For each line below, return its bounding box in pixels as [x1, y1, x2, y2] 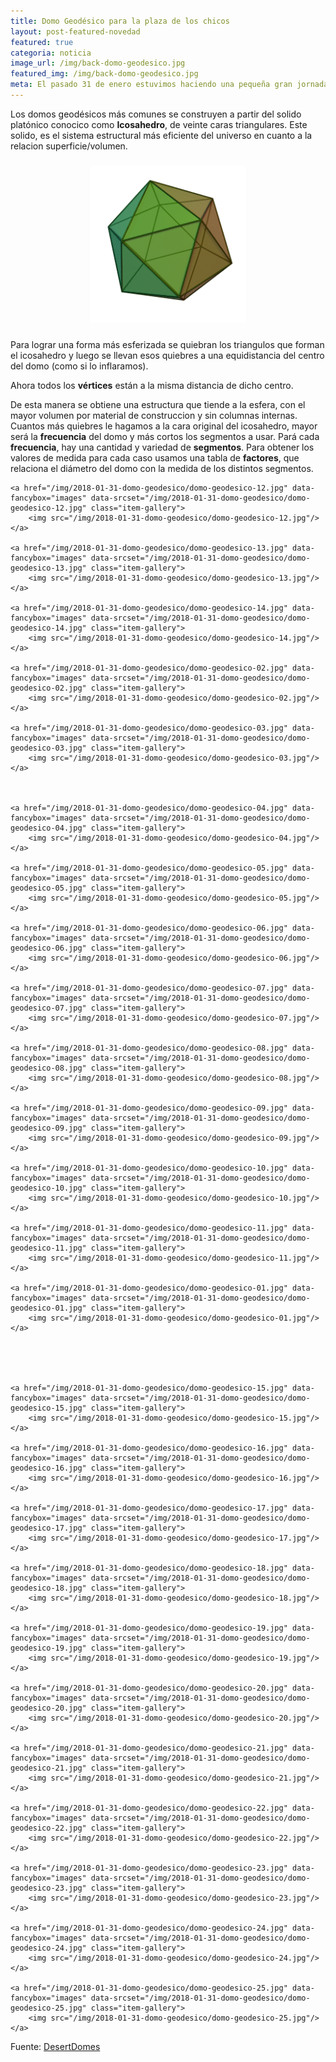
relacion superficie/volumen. [10, 140, 128, 152]
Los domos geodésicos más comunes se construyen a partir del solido [10, 108, 302, 120]
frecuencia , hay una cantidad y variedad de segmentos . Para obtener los [10, 441, 315, 453]
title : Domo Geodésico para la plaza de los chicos [10, 16, 230, 26]
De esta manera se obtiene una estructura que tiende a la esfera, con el [10, 398, 306, 410]
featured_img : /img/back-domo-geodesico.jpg [10, 69, 199, 79]
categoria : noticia [10, 48, 92, 58]
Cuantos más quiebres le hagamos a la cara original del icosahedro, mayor [10, 420, 318, 432]
